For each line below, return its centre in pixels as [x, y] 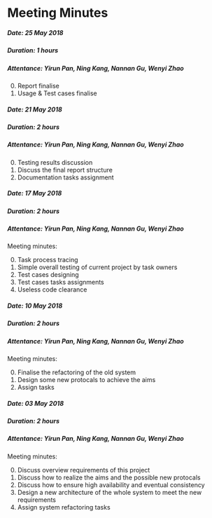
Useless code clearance [52, 289]
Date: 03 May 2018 [36, 403]
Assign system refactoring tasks [64, 507]
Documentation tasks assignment [65, 177]
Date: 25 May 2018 [35, 32]
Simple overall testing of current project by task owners [97, 267]
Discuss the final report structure [65, 170]
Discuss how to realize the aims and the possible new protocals [109, 477]
